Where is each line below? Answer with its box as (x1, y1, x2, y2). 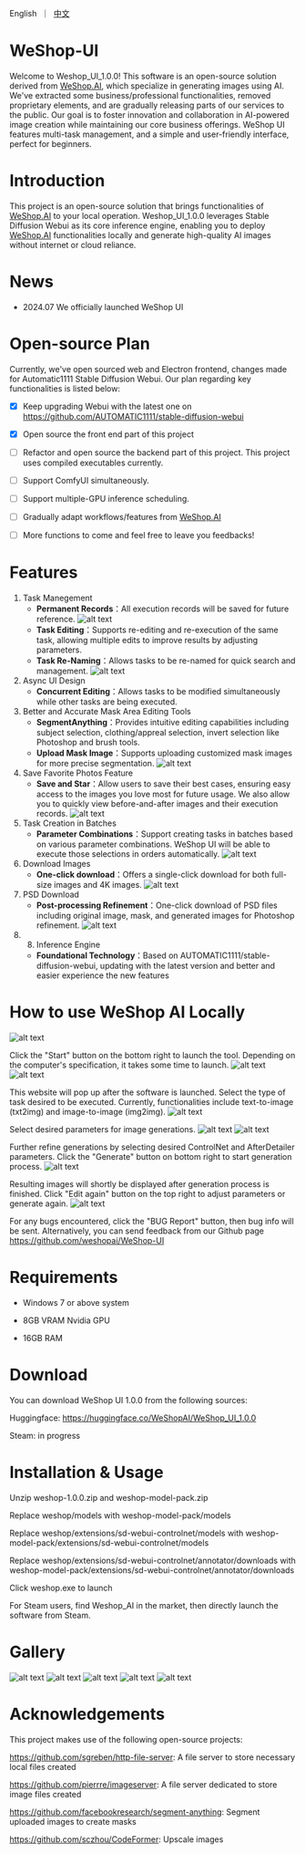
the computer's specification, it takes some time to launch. (9, 1059, 229, 1070)
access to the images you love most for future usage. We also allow (36, 788, 290, 800)
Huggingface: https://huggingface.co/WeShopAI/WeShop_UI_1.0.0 (9, 1412, 257, 1423)
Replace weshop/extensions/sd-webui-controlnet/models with (9, 1527, 244, 1538)
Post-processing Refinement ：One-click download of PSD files (36, 900, 278, 911)
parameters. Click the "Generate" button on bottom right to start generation (9, 1151, 292, 1162)
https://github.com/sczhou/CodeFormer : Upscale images (9, 1833, 224, 1845)
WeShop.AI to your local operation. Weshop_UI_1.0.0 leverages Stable (9, 210, 270, 221)
